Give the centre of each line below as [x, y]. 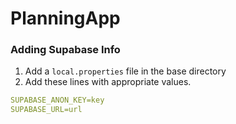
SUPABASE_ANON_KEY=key [57, 100]
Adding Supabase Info [65, 50]
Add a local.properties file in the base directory [125, 71]
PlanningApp [65, 18]
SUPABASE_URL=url [46, 110]
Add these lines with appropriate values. [108, 82]
